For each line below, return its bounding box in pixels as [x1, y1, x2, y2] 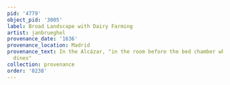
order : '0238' [7, 67, 48, 74]
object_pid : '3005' [7, 16, 63, 23]
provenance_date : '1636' [7, 36, 78, 42]
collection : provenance [7, 61, 75, 68]
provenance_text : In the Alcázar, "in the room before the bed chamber [7, 49, 216, 56]
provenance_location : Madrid [7, 42, 90, 49]
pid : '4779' [7, 10, 41, 17]
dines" [13, 55, 32, 62]
